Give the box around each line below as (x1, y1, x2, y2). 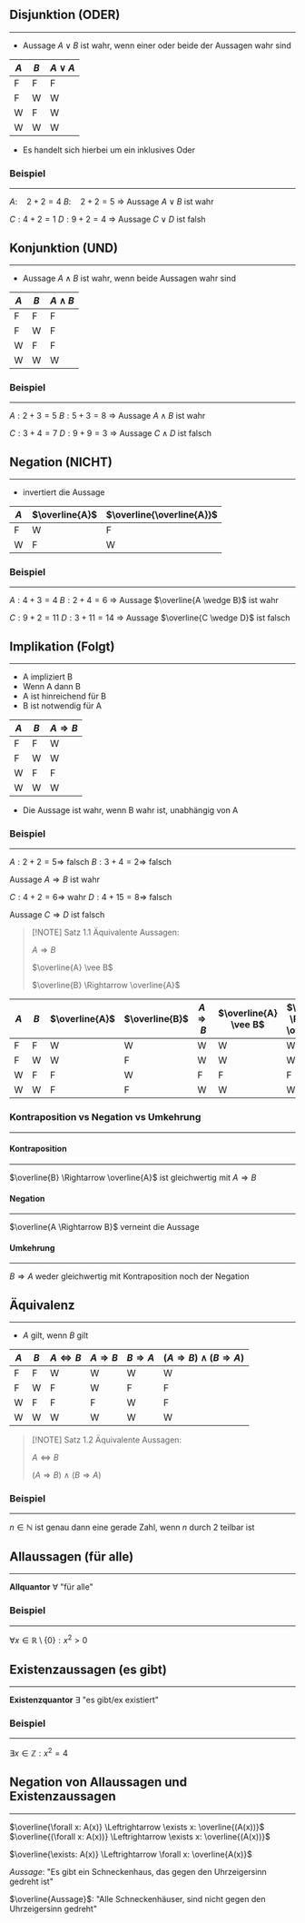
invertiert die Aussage (22, 487, 106, 498)
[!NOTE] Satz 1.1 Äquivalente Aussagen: (31, 927, 180, 938)
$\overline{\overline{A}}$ (105, 509, 218, 521)
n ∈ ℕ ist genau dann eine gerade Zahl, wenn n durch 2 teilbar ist (9, 1522, 255, 1533)
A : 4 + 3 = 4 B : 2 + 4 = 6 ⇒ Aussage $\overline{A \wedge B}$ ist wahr (9, 595, 279, 606)
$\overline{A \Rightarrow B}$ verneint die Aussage (9, 1222, 200, 1233)
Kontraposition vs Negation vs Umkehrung (9, 1111, 202, 1124)
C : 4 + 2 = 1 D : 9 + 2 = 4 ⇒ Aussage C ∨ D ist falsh (9, 213, 206, 225)
